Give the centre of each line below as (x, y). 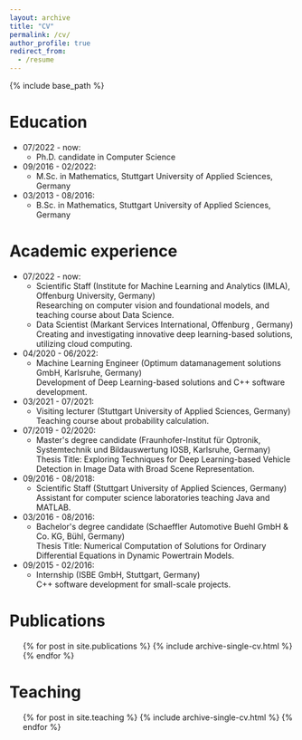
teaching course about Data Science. (105, 314)
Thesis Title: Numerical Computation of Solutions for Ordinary (151, 545)
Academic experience (94, 251)
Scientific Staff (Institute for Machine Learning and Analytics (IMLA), (163, 285)
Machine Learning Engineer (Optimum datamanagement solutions (159, 362)
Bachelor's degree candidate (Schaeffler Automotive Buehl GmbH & (162, 526)
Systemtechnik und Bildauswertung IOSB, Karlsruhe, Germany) (153, 449)
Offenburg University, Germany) (95, 295)
